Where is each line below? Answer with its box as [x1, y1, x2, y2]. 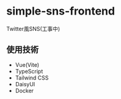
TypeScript [15, 67, 43, 75]
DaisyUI [15, 80, 35, 87]
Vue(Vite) [15, 61, 40, 68]
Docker [15, 87, 34, 94]
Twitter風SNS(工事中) [6, 25, 61, 32]
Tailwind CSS [15, 74, 49, 81]
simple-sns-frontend [6, 4, 115, 18]
